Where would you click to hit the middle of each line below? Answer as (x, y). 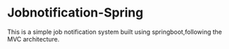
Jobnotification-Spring (75, 13)
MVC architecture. (34, 39)
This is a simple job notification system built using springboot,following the (114, 32)
